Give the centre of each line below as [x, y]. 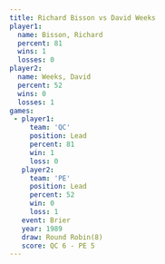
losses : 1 [36, 102]
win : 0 [42, 204]
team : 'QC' [50, 128]
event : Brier [46, 220]
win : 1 [42, 152]
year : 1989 [42, 229]
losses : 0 [36, 60]
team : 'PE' [50, 178]
